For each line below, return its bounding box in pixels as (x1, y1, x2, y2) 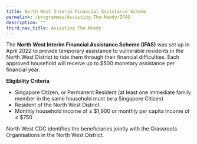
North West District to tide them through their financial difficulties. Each (6, 53, 180, 61)
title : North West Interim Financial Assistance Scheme (6, 8, 146, 15)
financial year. (6, 66, 40, 73)
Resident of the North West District (14, 101, 100, 109)
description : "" (6, 19, 46, 25)
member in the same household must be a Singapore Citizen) (14, 95, 164, 102)
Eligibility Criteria (6, 78, 50, 85)
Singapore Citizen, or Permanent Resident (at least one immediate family (14, 89, 192, 96)
